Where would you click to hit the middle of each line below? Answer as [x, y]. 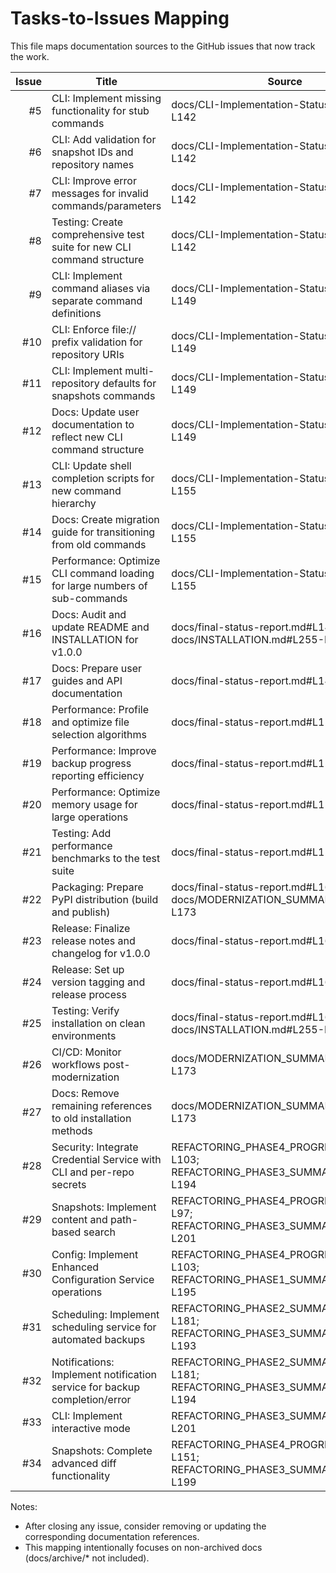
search [99, 1232]
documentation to [93, 424]
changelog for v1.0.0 [101, 953]
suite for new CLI [91, 247]
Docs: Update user [95, 412]
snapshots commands [103, 395]
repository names [93, 164]
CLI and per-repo [93, 1172]
